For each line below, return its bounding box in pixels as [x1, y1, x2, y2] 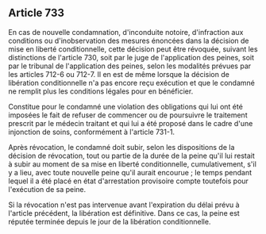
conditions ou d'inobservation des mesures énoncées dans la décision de [8, 36, 249, 45]
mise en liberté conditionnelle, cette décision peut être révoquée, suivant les [8, 44, 258, 54]
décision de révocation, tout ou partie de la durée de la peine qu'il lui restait [8, 151, 256, 160]
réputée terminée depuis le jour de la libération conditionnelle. [8, 217, 211, 226]
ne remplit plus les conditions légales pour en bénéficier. [8, 86, 194, 96]
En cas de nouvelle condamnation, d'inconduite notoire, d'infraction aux [8, 27, 244, 36]
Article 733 [8, 6, 65, 20]
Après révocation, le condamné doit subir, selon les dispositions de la [8, 142, 235, 152]
